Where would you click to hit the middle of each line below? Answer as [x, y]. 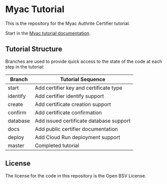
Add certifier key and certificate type [78, 88]
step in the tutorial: [25, 66]
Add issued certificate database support [82, 121]
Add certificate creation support [73, 104]
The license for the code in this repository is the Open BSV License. [76, 175]
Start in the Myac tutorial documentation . [48, 33]
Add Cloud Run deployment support [77, 137]
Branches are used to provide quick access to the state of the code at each [84, 61]
